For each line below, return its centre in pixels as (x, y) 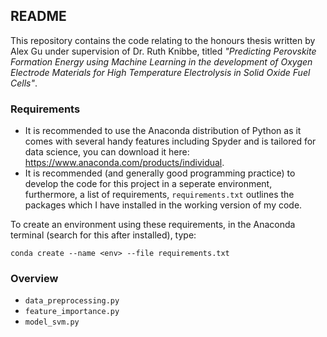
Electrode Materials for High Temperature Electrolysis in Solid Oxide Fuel (160, 72)
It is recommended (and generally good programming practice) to (160, 173)
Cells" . (24, 83)
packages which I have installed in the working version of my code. (163, 205)
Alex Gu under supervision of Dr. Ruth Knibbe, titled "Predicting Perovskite (163, 51)
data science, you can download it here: (107, 152)
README (38, 16)
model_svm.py (52, 322)
